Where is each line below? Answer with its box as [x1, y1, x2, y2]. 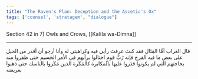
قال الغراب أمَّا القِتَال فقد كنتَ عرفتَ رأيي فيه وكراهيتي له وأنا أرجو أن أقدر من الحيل [6, 47, 190, 54]
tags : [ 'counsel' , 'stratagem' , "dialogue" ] [6, 14, 117, 20]
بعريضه [6, 66, 22, 73]
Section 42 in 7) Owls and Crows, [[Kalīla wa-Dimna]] [6, 30, 137, 37]
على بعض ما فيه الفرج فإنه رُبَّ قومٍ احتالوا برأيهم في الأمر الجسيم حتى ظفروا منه [6, 54, 183, 61]
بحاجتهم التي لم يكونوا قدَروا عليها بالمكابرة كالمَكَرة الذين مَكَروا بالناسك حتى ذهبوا [6, 60, 184, 67]
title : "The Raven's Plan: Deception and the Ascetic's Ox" [6, 8, 157, 15]
